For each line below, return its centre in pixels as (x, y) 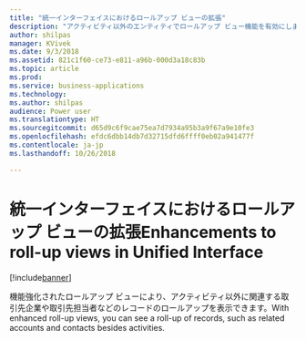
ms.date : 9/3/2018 (44, 52)
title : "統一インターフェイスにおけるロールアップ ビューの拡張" (117, 18)
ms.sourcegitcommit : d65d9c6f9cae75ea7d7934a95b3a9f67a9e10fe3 (132, 129)
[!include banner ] (41, 277)
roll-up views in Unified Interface (137, 252)
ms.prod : (26, 77)
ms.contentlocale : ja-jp (56, 145)
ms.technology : (38, 94)
